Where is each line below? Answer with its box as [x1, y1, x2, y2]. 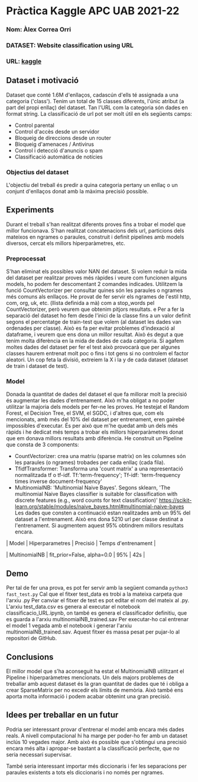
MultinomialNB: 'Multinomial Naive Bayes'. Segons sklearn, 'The [14, 484, 170, 491]
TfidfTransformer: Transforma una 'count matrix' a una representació [14, 465, 183, 472]
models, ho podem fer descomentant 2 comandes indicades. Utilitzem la [6, 281, 183, 288]
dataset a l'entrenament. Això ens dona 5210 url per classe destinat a [14, 516, 183, 523]
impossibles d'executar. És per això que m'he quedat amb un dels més [6, 422, 178, 430]
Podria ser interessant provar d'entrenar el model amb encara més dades [6, 726, 184, 733]
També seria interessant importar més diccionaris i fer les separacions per [6, 762, 187, 770]
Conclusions [6, 651, 54, 662]
